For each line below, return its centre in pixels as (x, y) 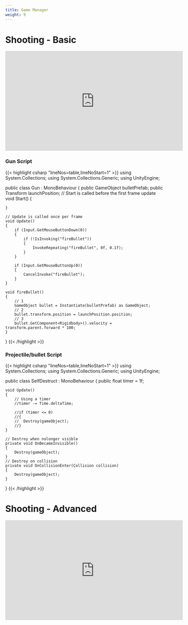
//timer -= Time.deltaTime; (44, 404)
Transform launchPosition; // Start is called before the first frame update (81, 193)
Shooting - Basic (41, 40)
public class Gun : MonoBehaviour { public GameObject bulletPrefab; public (84, 188)
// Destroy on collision (31, 461)
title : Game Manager (27, 10)
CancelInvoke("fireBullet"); (54, 274)
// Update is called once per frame (44, 217)
